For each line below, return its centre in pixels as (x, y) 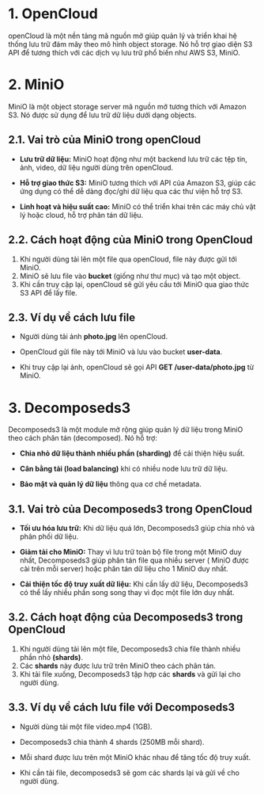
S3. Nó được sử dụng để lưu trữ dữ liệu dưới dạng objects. (102, 115)
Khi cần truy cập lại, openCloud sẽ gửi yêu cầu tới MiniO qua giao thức (134, 284)
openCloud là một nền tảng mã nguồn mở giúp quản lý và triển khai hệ (123, 36)
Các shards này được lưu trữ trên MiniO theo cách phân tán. (117, 666)
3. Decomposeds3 (70, 408)
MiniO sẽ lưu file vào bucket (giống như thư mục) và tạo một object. (130, 276)
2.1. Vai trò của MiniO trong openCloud (105, 140)
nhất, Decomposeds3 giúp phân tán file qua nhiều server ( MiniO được (134, 560)
